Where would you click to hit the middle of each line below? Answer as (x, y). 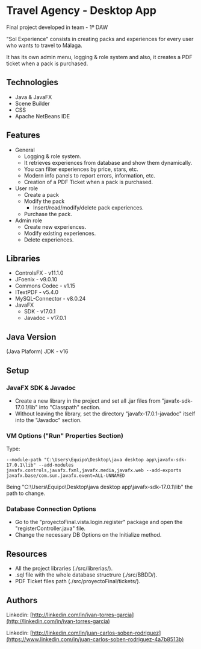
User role (26, 188)
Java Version (31, 337)
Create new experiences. (55, 226)
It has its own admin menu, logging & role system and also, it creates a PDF (99, 57)
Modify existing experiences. (60, 233)
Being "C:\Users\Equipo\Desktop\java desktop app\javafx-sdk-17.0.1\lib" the (100, 487)
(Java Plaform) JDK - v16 (37, 351)
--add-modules (56, 465)
